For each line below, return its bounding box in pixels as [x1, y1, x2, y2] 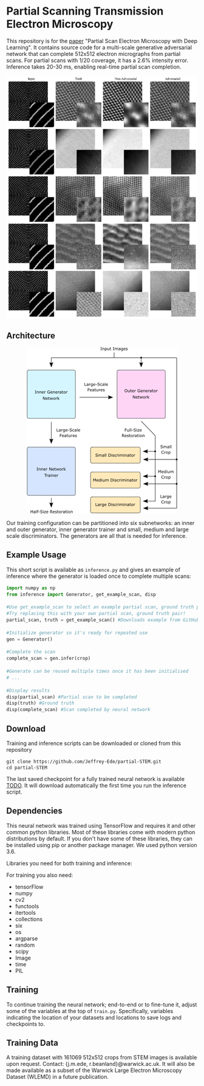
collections [15, 915, 43, 923]
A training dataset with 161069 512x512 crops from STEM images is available [6, 1054, 197, 1061]
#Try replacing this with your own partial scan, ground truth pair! [6, 611, 186, 617]
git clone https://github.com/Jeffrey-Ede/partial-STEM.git [6, 758, 162, 765]
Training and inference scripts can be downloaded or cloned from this [6, 740, 181, 747]
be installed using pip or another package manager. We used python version [6, 841, 197, 848]
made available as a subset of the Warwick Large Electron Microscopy [6, 1067, 182, 1074]
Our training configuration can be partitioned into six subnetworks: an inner [6, 519, 195, 526]
